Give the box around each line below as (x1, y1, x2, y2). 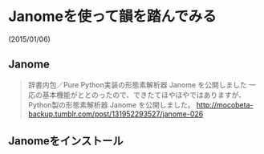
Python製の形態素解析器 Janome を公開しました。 (27, 99, 195, 109)
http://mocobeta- (196, 99, 254, 109)
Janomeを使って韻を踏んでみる (8, 7, 217, 26)
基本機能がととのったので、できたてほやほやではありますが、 (42, 90, 246, 99)
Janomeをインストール (8, 134, 124, 148)
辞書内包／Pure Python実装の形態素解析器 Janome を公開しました (27, 79, 247, 89)
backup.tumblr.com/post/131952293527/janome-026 (27, 109, 204, 119)
